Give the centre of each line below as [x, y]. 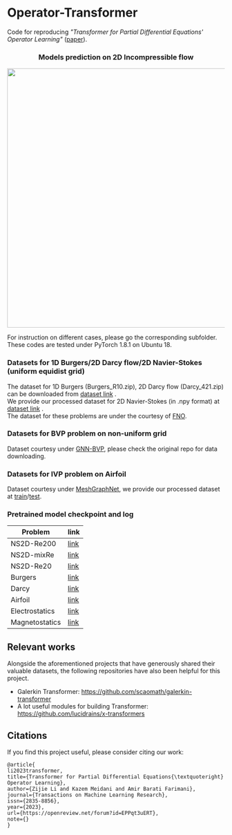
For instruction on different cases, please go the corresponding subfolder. [112, 337]
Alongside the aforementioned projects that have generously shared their [111, 664]
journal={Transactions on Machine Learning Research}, [88, 795]
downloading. [27, 456]
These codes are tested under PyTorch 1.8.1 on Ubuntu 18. [90, 345]
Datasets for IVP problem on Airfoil [67, 473]
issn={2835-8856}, [33, 801]
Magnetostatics [36, 622]
